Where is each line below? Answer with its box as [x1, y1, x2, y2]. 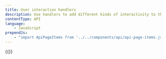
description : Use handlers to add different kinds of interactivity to [5, 12, 156, 17]
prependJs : [5, 30, 28, 35]
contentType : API [5, 16, 41, 21]
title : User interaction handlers [5, 7, 77, 12]
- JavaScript [14, 26, 41, 31]
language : [5, 21, 26, 26]
